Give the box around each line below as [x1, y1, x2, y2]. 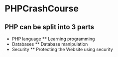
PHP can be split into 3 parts [4, 23, 94, 31]
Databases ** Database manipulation [11, 41, 88, 47]
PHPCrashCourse [4, 3, 79, 14]
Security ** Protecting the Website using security [11, 47, 113, 52]
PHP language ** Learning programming [11, 36, 95, 42]
